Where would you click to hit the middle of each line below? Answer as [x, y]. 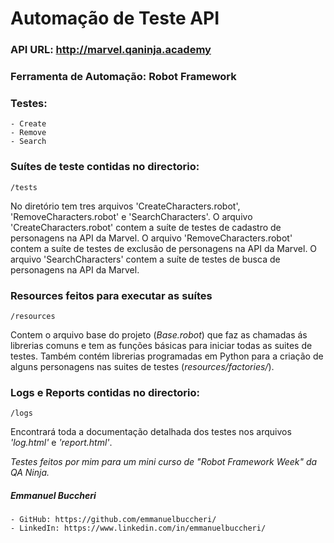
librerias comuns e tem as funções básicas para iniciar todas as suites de [161, 345]
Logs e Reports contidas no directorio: [105, 392]
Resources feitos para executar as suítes [111, 295]
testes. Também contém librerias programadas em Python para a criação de [167, 356]
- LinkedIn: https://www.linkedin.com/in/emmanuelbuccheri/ [138, 528]
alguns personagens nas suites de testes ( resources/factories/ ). [142, 366]
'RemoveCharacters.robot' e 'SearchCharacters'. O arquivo [131, 216]
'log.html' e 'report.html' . [61, 443]
